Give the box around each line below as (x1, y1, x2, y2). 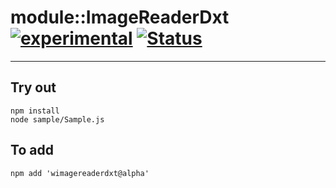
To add (10, 142, 54, 159)
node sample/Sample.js (10, 114, 105, 125)
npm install (10, 106, 60, 116)
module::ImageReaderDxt (10, 6, 230, 29)
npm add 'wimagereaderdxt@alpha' (10, 168, 150, 178)
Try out (10, 79, 57, 96)
